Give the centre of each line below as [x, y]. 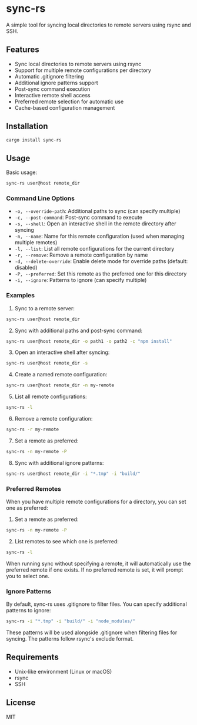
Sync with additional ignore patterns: [59, 462]
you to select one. [28, 576]
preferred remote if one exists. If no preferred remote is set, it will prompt [95, 570]
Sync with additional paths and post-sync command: [79, 330]
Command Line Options [41, 198]
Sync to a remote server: [44, 308]
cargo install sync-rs [34, 140]
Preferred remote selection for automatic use [69, 101]
